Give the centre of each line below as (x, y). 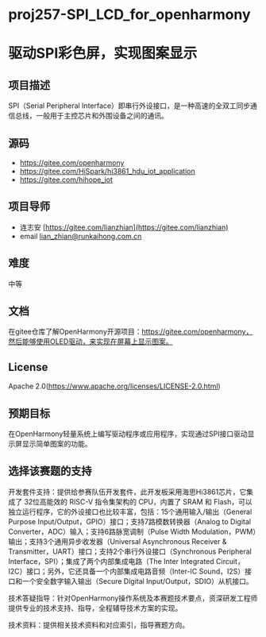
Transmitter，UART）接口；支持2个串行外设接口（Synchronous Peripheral (130, 551)
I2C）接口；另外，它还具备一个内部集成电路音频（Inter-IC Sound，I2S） (127, 571)
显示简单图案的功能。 (57, 444)
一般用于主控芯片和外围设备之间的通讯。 (102, 116)
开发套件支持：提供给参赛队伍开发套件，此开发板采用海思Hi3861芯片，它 (127, 492)
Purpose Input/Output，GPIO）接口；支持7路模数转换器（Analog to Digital (130, 521)
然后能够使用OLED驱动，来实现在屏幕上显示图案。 (91, 342)
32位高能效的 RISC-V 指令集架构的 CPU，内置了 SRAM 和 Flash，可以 (138, 501)
